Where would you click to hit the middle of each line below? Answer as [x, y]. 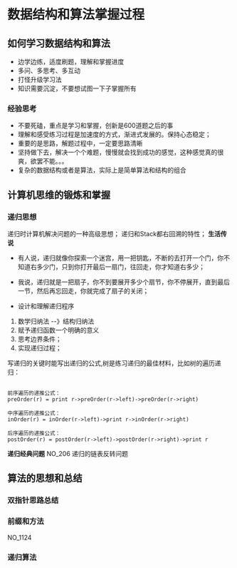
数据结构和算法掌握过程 [76, 15]
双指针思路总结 [33, 500]
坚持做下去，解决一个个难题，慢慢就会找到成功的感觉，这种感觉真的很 [121, 152]
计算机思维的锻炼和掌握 [59, 194]
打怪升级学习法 [39, 80]
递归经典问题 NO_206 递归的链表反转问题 [68, 453]
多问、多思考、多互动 [49, 71]
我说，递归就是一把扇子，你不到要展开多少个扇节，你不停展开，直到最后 [123, 282]
